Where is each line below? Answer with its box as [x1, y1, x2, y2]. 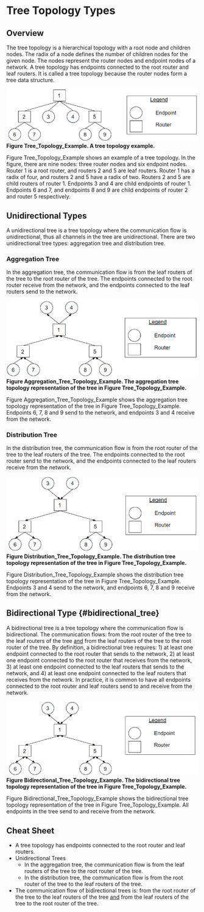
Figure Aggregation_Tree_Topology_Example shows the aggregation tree [6, 396, 188, 403]
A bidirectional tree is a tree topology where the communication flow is [6, 624, 184, 631]
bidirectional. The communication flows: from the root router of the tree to [6, 631, 192, 638]
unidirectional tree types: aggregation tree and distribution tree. [6, 240, 166, 247]
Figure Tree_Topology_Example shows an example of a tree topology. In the [6, 154, 196, 161]
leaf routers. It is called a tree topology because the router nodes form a [6, 70, 188, 77]
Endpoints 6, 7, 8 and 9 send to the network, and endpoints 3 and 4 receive [6, 409, 195, 416]
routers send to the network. [6, 288, 78, 295]
